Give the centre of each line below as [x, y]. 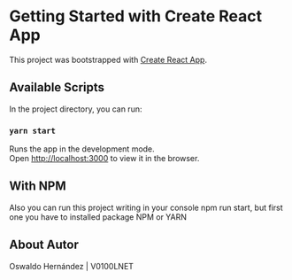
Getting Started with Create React [136, 16]
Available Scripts [57, 87]
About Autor [44, 245]
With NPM [38, 187]
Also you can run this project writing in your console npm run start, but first [146, 207]
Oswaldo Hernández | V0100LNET [72, 266]
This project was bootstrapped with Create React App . [108, 59]
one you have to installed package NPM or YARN [98, 217]
